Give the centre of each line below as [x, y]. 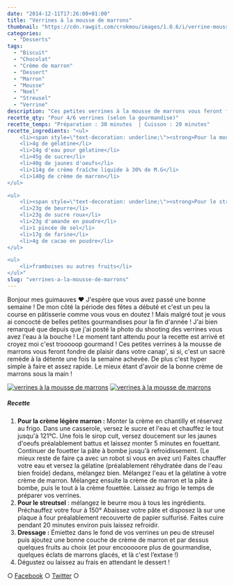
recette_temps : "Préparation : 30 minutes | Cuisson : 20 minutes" [109, 124]
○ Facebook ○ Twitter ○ [43, 576]
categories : [24, 33]
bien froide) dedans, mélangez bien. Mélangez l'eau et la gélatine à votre [122, 473]
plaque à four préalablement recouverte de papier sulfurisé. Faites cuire [120, 517]
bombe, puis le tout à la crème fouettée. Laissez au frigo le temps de [116, 487]
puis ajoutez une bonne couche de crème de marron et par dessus [113, 540]
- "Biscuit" [31, 53]
